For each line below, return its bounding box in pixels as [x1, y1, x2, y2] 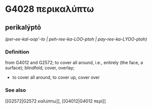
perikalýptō [5, 23, 41, 32]
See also [5, 87, 26, 94]
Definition [5, 48, 30, 55]
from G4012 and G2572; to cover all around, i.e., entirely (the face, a [5, 60, 144, 66]
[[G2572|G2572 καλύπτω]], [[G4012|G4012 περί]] [5, 98, 106, 104]
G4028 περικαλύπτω [5, 3, 94, 15]
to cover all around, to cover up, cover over [12, 74, 100, 80]
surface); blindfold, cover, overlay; [5, 65, 75, 71]
